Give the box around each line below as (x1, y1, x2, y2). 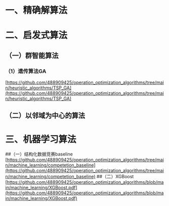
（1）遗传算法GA (5, 68, 47, 75)
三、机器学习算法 (5, 133, 77, 145)
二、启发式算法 (5, 30, 68, 41)
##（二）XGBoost (96, 174, 134, 180)
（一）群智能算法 (5, 51, 59, 60)
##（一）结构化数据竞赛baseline (5, 151, 73, 157)
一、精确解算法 (5, 5, 68, 16)
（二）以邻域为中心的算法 (5, 112, 85, 120)
